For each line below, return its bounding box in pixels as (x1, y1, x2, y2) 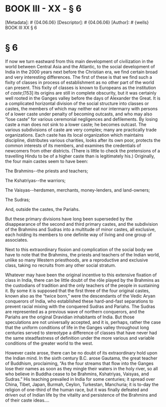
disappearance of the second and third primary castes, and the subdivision (5, 221, 158, 227)
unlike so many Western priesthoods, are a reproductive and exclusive (5, 257, 148, 263)
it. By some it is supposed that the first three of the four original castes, (5, 288, 150, 294)
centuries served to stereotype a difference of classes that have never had (5, 330, 157, 336)
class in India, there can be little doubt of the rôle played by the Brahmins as (5, 277, 160, 283)
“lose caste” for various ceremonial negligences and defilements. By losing (5, 116, 158, 122)
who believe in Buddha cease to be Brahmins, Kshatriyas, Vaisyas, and (5, 371, 149, 377)
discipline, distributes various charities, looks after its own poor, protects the (5, 137, 161, 143)
